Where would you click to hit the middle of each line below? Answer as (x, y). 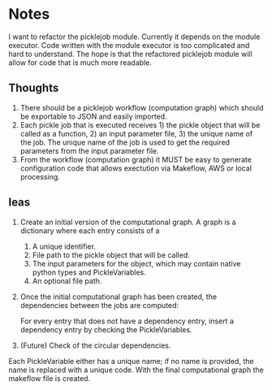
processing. (40, 176)
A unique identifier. (64, 246)
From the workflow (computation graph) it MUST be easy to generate (136, 159)
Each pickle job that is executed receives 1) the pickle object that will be (140, 125)
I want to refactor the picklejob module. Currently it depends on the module (134, 37)
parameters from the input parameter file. (90, 150)
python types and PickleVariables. (89, 272)
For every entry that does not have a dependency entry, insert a (127, 321)
